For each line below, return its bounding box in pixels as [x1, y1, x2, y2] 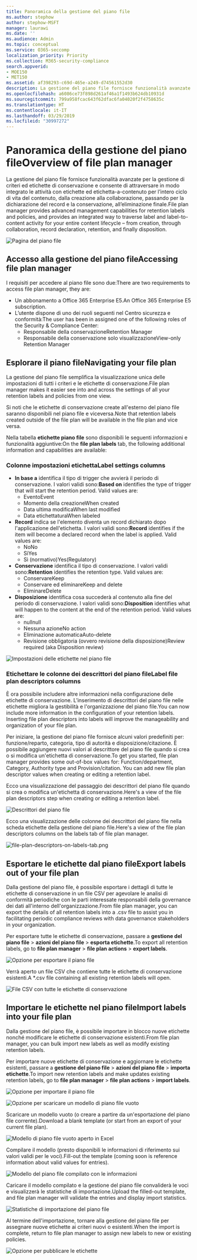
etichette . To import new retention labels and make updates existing [6, 1070, 170, 1077]
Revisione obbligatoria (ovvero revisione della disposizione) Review [23, 637, 185, 644]
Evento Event [23, 493, 54, 500]
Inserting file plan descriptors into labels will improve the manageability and [6, 716, 189, 723]
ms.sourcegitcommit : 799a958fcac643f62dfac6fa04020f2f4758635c [6, 96, 165, 102]
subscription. [14, 303, 47, 310]
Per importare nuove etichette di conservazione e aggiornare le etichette [6, 1058, 182, 1065]
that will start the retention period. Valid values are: [14, 487, 138, 494]
